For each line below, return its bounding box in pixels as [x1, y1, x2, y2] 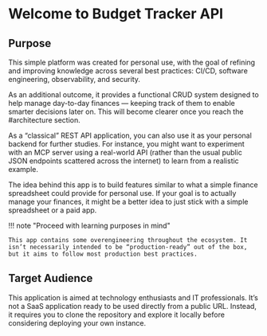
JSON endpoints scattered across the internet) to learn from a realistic [8, 156, 239, 166]
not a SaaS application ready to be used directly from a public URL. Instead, [8, 301, 257, 311]
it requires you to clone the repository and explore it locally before [8, 310, 226, 319]
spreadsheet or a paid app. [8, 205, 97, 215]
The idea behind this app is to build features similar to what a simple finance [8, 180, 258, 189]
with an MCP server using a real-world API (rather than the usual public [8, 148, 243, 157]
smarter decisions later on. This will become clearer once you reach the [8, 107, 244, 116]
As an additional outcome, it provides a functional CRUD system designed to [8, 90, 259, 100]
